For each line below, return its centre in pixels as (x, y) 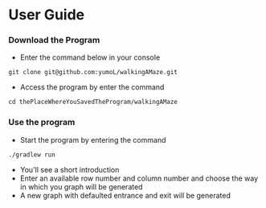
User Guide (47, 15)
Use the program (42, 123)
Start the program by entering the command (93, 139)
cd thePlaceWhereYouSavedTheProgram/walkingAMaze (93, 102)
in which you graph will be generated (81, 186)
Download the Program (54, 40)
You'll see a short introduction (70, 169)
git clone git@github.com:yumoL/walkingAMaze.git (93, 73)
